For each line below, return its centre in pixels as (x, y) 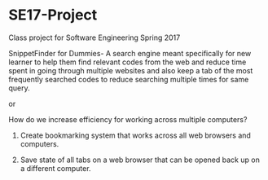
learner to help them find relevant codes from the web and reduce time (127, 62)
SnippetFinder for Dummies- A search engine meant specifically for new (130, 53)
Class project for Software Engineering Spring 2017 (94, 37)
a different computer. (55, 168)
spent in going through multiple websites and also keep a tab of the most (131, 70)
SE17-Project (53, 15)
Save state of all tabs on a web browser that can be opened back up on (140, 160)
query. (19, 88)
